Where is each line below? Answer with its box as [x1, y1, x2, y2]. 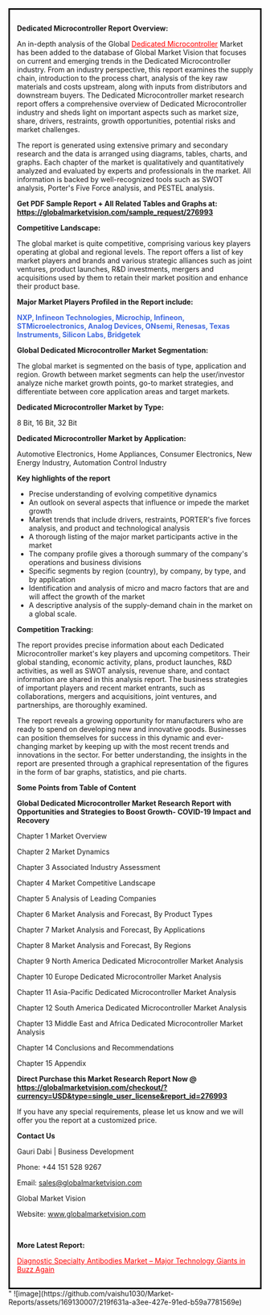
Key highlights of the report [17, 473, 111, 483]
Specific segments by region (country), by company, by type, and [28, 566, 247, 576]
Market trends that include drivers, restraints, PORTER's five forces [28, 515, 252, 524]
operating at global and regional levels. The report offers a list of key [17, 248, 243, 256]
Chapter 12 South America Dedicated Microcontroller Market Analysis [17, 1003, 247, 1013]
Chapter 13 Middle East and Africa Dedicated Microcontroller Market [17, 1019, 243, 1028]
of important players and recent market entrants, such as [17, 683, 206, 693]
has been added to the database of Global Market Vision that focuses [17, 48, 247, 57]
